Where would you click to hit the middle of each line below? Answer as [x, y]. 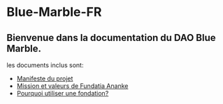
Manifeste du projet [45, 78]
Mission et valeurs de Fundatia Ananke [72, 86]
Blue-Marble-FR [54, 12]
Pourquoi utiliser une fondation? [63, 93]
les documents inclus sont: [45, 65]
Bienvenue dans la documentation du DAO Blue [111, 38]
